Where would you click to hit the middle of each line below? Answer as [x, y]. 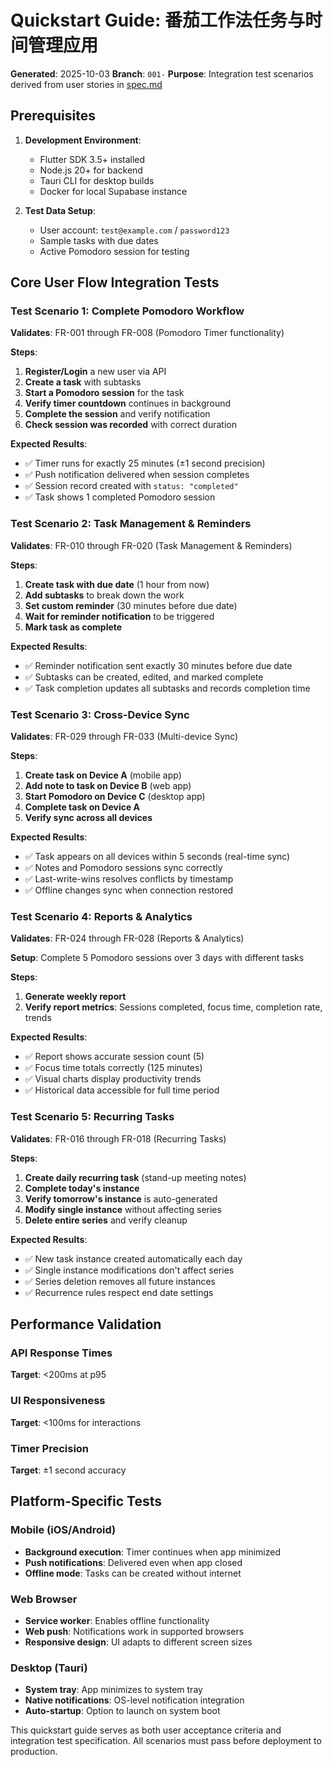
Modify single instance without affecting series [123, 1209]
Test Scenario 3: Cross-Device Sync [100, 714]
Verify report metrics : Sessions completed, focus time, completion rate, [173, 1007]
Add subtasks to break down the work [104, 595]
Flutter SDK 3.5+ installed [92, 159]
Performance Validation [86, 1324]
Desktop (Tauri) [49, 1668]
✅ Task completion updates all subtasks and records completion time [167, 688]
